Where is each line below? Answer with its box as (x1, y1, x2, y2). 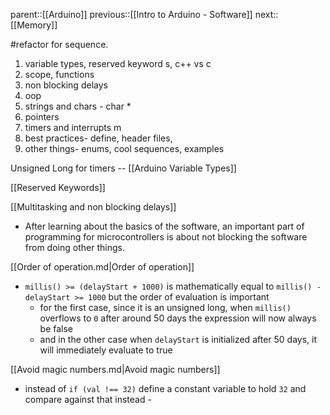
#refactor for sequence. (10, 39, 109, 50)
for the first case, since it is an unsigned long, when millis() (39, 302, 292, 313)
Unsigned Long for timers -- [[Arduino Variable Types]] (10, 162, 237, 174)
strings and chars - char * (24, 100, 132, 112)
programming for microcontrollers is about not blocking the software (24, 231, 308, 243)
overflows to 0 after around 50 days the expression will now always (39, 312, 317, 324)
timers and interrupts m (24, 122, 122, 133)
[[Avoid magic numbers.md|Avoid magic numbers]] (10, 364, 221, 375)
